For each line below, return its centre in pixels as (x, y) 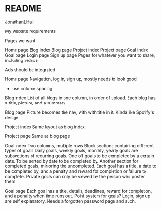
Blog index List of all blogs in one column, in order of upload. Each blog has (80, 98)
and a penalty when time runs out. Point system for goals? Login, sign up (78, 196)
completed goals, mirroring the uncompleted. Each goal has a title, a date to (81, 166)
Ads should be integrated (30, 69)
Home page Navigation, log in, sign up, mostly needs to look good (71, 79)
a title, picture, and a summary (35, 103)
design (12, 117)
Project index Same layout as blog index (45, 127)
